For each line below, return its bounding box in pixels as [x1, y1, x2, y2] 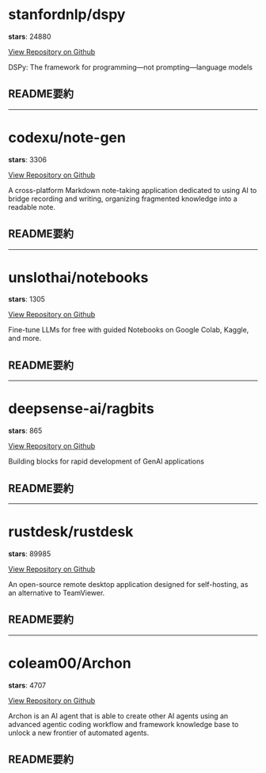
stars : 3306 [8, 154, 47, 164]
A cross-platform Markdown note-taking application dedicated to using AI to [8, 185, 257, 195]
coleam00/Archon [8, 654, 132, 672]
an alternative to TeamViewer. [8, 588, 105, 597]
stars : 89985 [8, 548, 51, 559]
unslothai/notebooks [8, 268, 149, 286]
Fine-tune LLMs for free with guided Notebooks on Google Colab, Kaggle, [8, 325, 249, 335]
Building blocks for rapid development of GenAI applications [8, 457, 204, 466]
